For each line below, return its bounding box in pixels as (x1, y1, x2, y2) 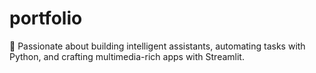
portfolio (9, 7, 83, 30)
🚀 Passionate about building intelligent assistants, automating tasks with (9, 40, 306, 52)
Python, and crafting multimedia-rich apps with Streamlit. (9, 50, 245, 62)
